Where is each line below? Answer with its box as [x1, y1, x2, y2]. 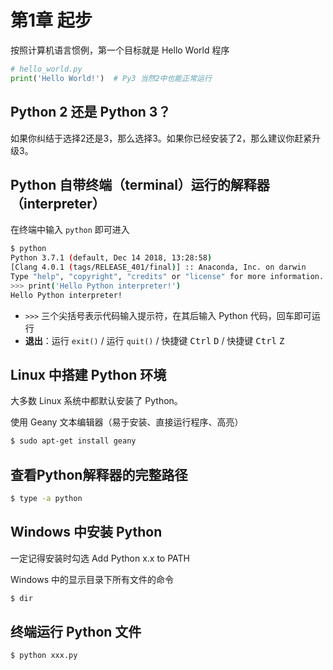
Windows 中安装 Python [10, 524, 163, 541]
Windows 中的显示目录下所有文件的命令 [10, 573, 174, 585]
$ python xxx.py [10, 651, 78, 661]
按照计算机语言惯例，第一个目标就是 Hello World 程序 [10, 44, 230, 56]
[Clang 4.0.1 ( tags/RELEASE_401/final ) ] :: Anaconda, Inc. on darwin [10, 262, 307, 273]
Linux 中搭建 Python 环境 [10, 366, 167, 383]
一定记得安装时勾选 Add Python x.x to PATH [10, 552, 191, 564]
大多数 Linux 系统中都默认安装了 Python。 [10, 395, 183, 407]
